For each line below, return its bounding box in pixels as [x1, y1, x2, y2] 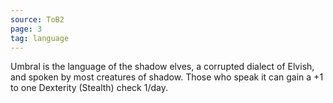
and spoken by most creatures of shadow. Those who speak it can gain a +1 [10, 71, 324, 83]
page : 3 [10, 24, 43, 34]
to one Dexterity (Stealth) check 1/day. [10, 82, 168, 94]
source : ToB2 [10, 14, 65, 25]
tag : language [10, 33, 70, 43]
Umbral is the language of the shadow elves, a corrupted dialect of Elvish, [10, 61, 315, 73]
